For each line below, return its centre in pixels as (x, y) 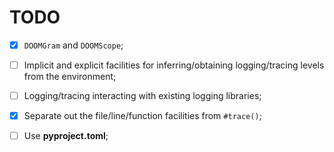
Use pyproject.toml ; (66, 136)
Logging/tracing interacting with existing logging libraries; (142, 96)
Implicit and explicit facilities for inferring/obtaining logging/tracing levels (174, 65)
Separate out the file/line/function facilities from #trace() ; (142, 116)
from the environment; (70, 77)
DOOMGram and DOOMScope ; (73, 45)
